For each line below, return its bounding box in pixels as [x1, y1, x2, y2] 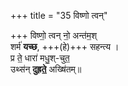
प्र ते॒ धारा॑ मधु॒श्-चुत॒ [10, 52, 70, 64]
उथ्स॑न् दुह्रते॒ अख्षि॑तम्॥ [10, 63, 82, 75]
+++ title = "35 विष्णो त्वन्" [10, 10, 108, 21]
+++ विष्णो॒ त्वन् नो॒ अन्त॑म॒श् [10, 30, 98, 41]
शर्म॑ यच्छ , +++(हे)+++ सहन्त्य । [10, 41, 120, 52]
